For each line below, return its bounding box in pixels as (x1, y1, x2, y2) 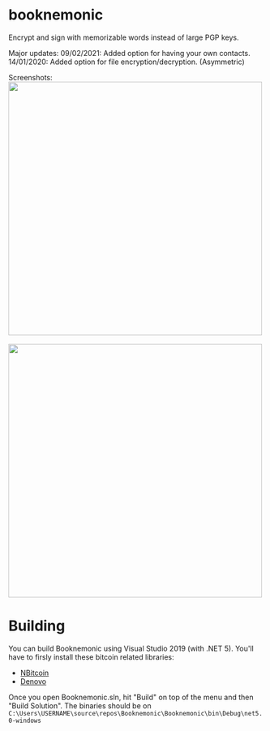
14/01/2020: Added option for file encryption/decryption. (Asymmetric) (8, 57, 245, 67)
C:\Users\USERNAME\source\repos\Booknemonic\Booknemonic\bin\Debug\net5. (8, 709, 264, 717)
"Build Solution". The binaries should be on (8, 700, 152, 711)
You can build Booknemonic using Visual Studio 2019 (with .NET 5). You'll (8, 643, 254, 653)
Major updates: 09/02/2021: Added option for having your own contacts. (8, 48, 251, 58)
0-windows (8, 716, 42, 725)
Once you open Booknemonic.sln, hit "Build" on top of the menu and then (8, 692, 254, 702)
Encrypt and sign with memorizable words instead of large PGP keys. (8, 32, 239, 42)
